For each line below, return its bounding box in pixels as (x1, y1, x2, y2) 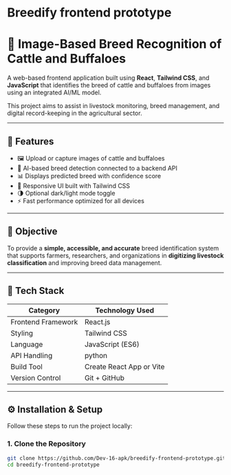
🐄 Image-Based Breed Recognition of (7, 36, 222, 52)
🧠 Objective (7, 226, 58, 237)
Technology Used (95, 305, 155, 315)
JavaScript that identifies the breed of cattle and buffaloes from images (7, 81, 211, 89)
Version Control (10, 373, 61, 383)
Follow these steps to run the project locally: (7, 422, 133, 430)
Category (28, 305, 60, 315)
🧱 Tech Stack (7, 285, 65, 297)
